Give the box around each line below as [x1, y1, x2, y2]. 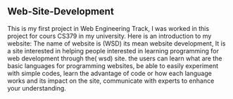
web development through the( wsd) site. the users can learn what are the [7, 54, 222, 62]
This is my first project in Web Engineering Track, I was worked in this [7, 24, 210, 32]
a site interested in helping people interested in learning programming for [7, 46, 220, 55]
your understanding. [7, 84, 67, 92]
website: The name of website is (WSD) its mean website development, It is [7, 39, 226, 48]
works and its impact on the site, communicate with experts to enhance [7, 77, 215, 85]
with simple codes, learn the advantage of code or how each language [7, 69, 213, 77]
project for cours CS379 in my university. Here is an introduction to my [7, 32, 212, 40]
